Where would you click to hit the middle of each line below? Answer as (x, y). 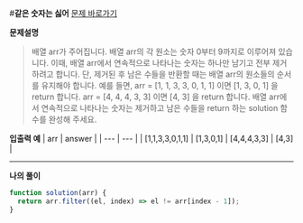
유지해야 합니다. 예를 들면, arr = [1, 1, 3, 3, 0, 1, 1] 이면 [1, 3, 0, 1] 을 (160, 85)
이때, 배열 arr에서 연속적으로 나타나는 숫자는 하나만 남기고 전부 (161, 63)
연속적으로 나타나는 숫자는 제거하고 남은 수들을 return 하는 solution (160, 108)
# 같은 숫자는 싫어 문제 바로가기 (63, 13)
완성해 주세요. (73, 119)
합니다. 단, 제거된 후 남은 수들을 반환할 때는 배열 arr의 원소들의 (165, 74)
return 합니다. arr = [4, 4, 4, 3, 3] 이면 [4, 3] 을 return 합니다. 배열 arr (156, 97)
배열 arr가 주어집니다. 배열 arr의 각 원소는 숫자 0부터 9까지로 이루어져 (154, 51)
